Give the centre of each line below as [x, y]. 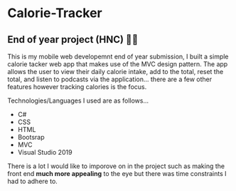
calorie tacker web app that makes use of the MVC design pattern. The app [118, 64]
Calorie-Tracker [55, 13]
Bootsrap [31, 137]
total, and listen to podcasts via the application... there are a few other [109, 79]
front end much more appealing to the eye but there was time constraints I [117, 174]
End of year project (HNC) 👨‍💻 [73, 40]
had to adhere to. [33, 181]
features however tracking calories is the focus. [77, 87]
